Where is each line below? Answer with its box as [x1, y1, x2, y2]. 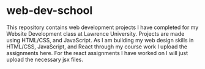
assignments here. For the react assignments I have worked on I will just [6, 49, 188, 56]
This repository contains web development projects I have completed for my [6, 24, 199, 31]
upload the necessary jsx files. [6, 56, 84, 63]
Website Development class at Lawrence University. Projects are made [6, 30, 185, 37]
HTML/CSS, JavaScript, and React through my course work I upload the [6, 43, 188, 50]
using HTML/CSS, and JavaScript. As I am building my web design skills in [6, 36, 194, 44]
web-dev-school [6, 4, 93, 18]
